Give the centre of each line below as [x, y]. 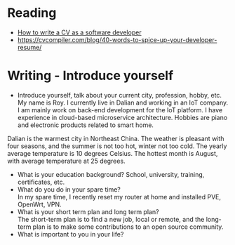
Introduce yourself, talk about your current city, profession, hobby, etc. [120, 95]
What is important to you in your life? [70, 234]
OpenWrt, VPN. [39, 204]
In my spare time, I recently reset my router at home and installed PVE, [119, 197]
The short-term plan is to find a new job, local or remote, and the [111, 219]
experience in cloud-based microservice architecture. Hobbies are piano [122, 117]
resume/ [29, 47]
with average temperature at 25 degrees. [66, 161]
